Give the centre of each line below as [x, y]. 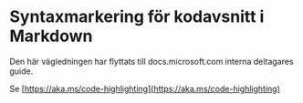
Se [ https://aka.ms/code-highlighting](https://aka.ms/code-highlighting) [145, 88]
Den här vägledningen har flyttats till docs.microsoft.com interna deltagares [151, 61]
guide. [21, 71]
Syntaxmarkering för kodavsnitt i [137, 17]
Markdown [51, 36]
